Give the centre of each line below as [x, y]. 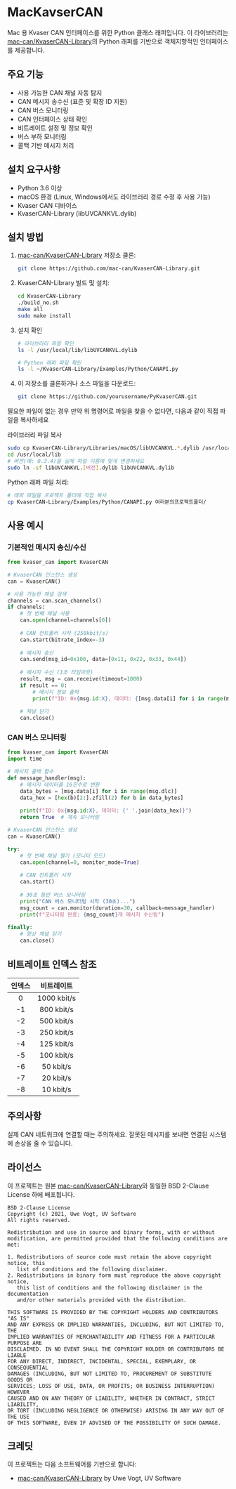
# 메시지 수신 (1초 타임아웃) [57, 673]
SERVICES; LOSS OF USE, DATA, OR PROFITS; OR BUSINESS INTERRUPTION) [111, 1386]
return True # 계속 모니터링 [60, 818]
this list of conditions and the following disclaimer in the [109, 1287]
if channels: [26, 607]
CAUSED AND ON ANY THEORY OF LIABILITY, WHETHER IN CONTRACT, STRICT [111, 1398]
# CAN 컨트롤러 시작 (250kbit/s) [64, 633]
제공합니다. [30, 50]
